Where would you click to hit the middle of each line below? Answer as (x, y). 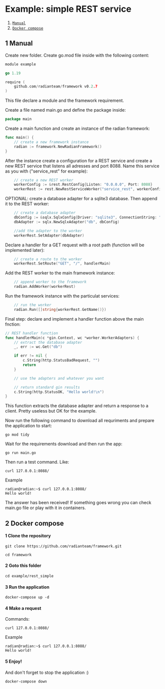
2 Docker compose (35, 523)
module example (21, 64)
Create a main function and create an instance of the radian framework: (78, 128)
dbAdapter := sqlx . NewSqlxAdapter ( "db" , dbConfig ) (67, 222)
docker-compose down (26, 681)
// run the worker (33, 305)
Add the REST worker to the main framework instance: (60, 273)
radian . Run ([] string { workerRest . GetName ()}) (60, 309)
